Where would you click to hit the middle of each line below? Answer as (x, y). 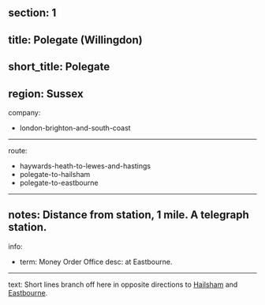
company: (24, 112)
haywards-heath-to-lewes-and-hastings (85, 166)
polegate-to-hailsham (55, 174)
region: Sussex (46, 94)
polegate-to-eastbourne (59, 183)
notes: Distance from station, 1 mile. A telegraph (129, 215)
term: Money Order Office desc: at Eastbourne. (96, 262)
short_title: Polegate (59, 67)
